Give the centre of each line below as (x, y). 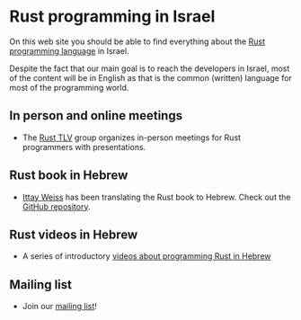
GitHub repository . (56, 206)
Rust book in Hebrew (69, 176)
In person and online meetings (96, 116)
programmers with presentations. (84, 147)
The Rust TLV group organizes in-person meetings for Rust (131, 138)
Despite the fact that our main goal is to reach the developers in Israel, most (150, 68)
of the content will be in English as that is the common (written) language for (150, 77)
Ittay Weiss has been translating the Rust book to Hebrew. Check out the (156, 197)
